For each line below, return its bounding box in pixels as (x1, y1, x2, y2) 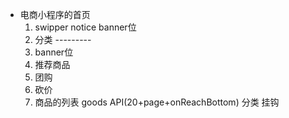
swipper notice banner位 (34, 21, 137, 33)
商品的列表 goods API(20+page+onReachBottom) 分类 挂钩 (34, 96, 280, 108)
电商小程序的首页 (19, 9, 91, 20)
